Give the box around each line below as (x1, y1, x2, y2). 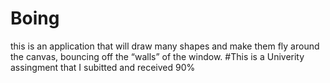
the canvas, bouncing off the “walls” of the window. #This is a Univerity (10, 50, 305, 62)
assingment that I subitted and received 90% (10, 61, 196, 73)
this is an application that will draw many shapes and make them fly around (10, 40, 320, 52)
